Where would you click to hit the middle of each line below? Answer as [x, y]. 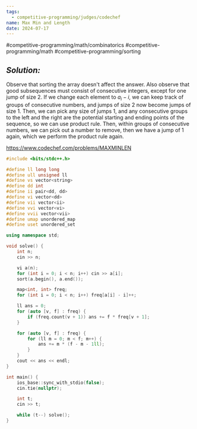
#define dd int [25, 186]
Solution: [23, 70]
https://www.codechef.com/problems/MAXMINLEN [69, 148]
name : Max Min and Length [38, 23]
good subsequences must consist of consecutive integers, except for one [96, 91]
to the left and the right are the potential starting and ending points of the [96, 117]
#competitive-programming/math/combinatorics [65, 45]
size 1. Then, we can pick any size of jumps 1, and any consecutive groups [97, 111]
